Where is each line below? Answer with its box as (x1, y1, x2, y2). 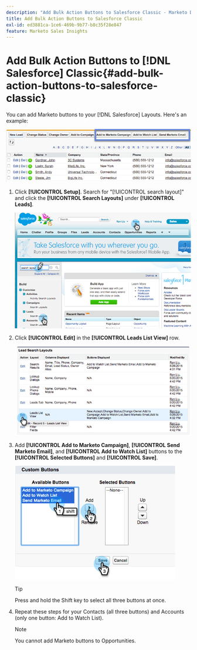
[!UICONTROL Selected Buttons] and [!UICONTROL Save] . (14, 454, 158, 461)
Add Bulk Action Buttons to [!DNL (6, 54, 171, 68)
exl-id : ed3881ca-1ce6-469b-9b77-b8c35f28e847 (6, 22, 122, 28)
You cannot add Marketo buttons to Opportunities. (14, 637, 136, 644)
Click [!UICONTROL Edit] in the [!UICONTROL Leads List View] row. (14, 334, 180, 341)
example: (6, 118, 28, 125)
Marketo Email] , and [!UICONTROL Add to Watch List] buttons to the (14, 448, 183, 455)
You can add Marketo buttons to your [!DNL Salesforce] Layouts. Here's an (6, 111, 187, 118)
